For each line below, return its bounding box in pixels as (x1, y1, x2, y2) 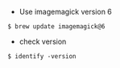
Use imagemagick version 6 (19, 7, 112, 16)
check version (19, 36, 67, 46)
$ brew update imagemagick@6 (7, 23, 106, 31)
